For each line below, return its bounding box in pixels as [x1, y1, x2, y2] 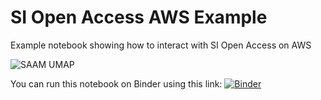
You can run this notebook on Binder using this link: [10, 77, 223, 90]
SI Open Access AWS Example [10, 6, 268, 29]
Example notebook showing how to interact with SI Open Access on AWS [10, 39, 312, 51]
